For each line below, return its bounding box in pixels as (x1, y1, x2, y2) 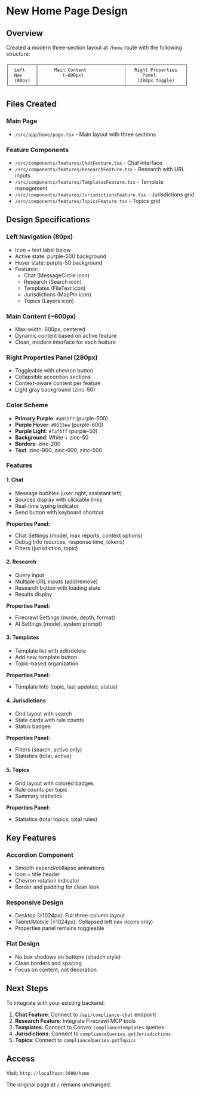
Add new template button (14, 654, 78, 661)
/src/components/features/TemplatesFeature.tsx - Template (14, 178, 164, 185)
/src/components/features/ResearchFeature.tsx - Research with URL (14, 165, 185, 172)
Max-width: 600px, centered (14, 325, 85, 333)
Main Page (6, 117, 38, 125)
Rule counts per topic (14, 786, 68, 793)
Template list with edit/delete (14, 647, 87, 654)
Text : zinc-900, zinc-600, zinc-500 (14, 446, 103, 453)
